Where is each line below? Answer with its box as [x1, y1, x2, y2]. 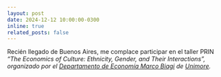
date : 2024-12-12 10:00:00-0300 [7, 16, 100, 23]
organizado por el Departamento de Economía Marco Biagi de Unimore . [7, 62, 211, 70]
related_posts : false [7, 29, 69, 36]
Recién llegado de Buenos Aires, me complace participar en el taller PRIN [7, 48, 214, 56]
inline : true [7, 22, 45, 29]
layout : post [7, 10, 45, 17]
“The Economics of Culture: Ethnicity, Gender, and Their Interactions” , [7, 55, 206, 63]
